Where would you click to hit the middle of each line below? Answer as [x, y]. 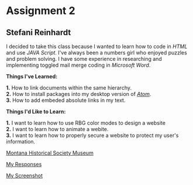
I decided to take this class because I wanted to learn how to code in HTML [97, 46]
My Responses [24, 164]
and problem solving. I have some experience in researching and [84, 59]
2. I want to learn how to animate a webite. [57, 129]
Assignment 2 [41, 11]
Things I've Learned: [32, 76]
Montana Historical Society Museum [50, 153]
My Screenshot [24, 176]
